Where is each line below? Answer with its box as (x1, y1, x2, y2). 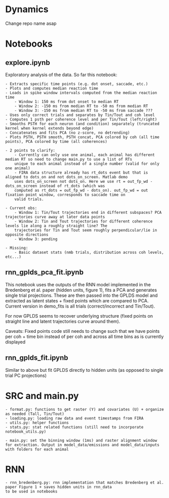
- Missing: (5, 245, 28, 250)
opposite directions (5, 232, 49, 237)
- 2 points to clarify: (5, 148, 56, 153)
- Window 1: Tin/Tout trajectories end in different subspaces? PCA (14, 210, 162, 215)
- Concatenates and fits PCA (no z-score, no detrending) (5, 130, 130, 135)
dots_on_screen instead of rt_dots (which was (5, 183, 105, 188)
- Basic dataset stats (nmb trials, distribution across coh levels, (14, 250, 164, 255)
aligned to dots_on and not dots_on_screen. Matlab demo (5, 174, 128, 179)
